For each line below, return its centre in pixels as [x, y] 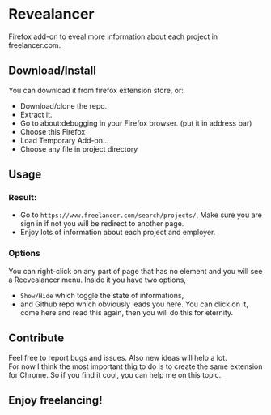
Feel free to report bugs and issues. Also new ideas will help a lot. [118, 357]
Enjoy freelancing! [55, 400]
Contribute [36, 338]
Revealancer [51, 14]
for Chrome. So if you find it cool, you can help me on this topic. [115, 374]
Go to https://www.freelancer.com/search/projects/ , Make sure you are [141, 215]
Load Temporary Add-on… [64, 140]
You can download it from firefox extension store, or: [96, 90]
